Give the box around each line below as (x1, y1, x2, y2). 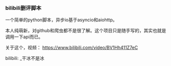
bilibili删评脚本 (5, 4, 42, 11)
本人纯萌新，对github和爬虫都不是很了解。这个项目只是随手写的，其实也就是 (5, 28, 166, 34)
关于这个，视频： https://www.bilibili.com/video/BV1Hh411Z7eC (5, 44, 138, 51)
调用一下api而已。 (5, 34, 43, 40)
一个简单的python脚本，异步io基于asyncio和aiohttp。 (5, 17, 117, 23)
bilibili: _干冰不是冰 (5, 55, 44, 61)
